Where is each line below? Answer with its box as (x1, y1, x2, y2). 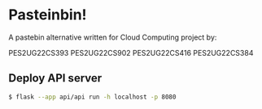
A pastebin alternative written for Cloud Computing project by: (8, 32, 217, 42)
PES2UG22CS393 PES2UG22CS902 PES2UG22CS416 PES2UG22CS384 (8, 48, 254, 57)
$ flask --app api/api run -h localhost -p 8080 (8, 93, 177, 101)
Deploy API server (8, 71, 103, 86)
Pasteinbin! (8, 6, 87, 24)
